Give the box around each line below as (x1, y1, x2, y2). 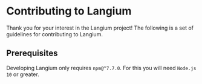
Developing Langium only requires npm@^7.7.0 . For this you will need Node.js (6, 64, 197, 71)
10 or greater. (6, 71, 39, 78)
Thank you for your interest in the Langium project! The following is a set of (6, 24, 194, 31)
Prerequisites (6, 48, 58, 59)
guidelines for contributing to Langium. (6, 30, 103, 37)
